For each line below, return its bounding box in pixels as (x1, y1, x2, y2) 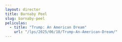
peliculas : (5, 20, 28, 26)
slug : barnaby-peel (5, 16, 45, 21)
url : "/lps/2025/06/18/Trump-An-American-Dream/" (14, 29, 118, 34)
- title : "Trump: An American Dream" (9, 25, 87, 30)
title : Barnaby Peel (5, 12, 48, 16)
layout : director (5, 7, 41, 12)
